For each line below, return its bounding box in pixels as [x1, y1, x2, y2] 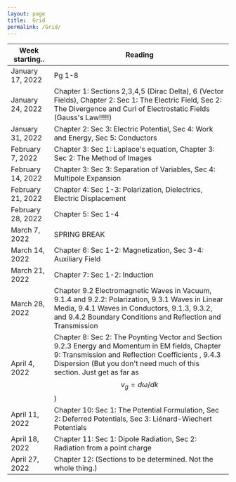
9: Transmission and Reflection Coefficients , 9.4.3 [53, 350, 221, 360]
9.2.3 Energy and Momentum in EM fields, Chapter [53, 341, 221, 351]
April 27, [11, 454, 40, 464]
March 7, [11, 226, 41, 235]
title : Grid [7, 17, 46, 24]
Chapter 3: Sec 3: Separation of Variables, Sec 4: [53, 164, 216, 174]
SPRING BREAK [53, 230, 105, 240]
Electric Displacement [53, 194, 126, 204]
